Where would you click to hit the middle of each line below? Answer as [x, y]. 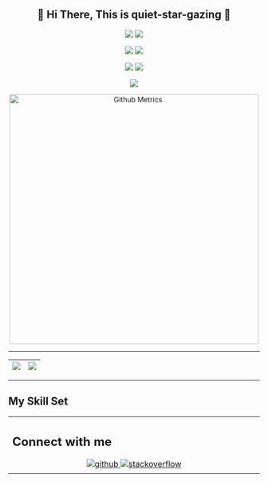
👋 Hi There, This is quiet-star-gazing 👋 [134, 15]
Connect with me [62, 442]
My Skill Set [38, 402]
